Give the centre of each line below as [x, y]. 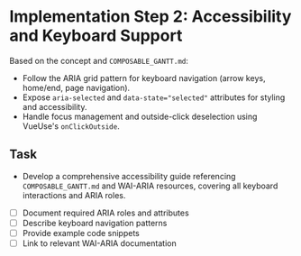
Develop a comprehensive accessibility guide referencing [129, 176]
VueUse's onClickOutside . [71, 126]
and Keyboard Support [96, 36]
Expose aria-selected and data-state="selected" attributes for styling [154, 97]
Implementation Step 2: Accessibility [150, 17]
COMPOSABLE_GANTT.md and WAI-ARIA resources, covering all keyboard [150, 186]
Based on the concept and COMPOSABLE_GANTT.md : [99, 60]
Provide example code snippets [81, 233]
